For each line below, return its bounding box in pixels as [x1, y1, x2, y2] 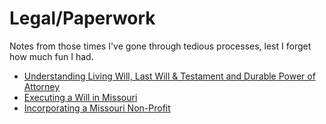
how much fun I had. [9, 50, 94, 62]
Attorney [23, 80, 61, 92]
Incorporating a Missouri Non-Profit [23, 102, 171, 114]
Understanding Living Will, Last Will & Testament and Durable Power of [23, 70, 316, 82]
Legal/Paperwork [9, 7, 156, 30]
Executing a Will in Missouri [23, 91, 138, 103]
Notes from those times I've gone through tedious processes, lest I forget [9, 40, 312, 52]
